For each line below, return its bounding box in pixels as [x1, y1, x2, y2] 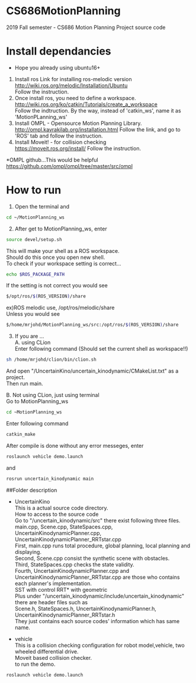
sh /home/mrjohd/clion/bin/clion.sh [6, 357, 97, 363]
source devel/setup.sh [6, 236, 62, 242]
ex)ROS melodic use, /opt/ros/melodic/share [6, 304, 115, 312]
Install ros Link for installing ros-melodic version [14, 75, 132, 82]
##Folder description [6, 486, 57, 493]
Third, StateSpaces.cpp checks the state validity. [14, 561, 134, 568]
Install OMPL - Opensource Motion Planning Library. [14, 120, 142, 127]
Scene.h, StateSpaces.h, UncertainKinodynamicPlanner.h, [14, 605, 157, 612]
